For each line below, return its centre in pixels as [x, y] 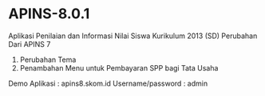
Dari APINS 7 [30, 44]
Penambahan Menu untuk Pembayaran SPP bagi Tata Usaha [119, 67]
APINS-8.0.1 [49, 14]
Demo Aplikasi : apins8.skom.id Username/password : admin [108, 83]
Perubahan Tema [48, 60]
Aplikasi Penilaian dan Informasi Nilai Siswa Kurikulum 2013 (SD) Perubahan [133, 36]
